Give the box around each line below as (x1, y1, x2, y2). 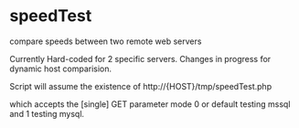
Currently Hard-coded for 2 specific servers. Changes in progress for (9, 53, 272, 64)
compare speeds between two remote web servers (9, 36, 202, 47)
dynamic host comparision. (9, 63, 112, 74)
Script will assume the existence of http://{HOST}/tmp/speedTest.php (9, 80, 272, 91)
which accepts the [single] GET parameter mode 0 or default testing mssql (9, 98, 291, 110)
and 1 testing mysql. (9, 108, 85, 119)
